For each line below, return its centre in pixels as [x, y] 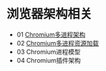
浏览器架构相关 [50, 14]
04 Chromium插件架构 [48, 60]
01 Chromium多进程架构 [51, 34]
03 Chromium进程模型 [48, 52]
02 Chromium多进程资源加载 [58, 43]
